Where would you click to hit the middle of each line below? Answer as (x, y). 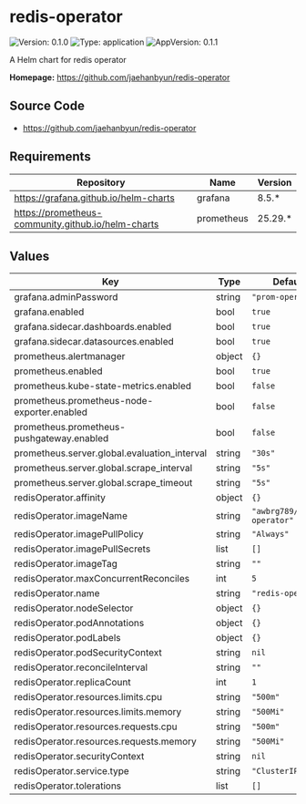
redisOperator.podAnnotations (79, 624)
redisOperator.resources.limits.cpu (88, 697)
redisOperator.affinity (60, 498)
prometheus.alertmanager (70, 356)
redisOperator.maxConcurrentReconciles (102, 579)
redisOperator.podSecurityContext (88, 653)
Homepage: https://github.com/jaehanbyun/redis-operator (120, 77)
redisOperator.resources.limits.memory (98, 712)
